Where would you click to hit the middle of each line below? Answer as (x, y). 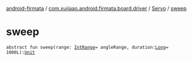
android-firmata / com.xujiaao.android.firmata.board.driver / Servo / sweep (96, 8)
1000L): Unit (20, 52)
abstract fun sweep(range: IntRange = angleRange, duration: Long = (87, 47)
